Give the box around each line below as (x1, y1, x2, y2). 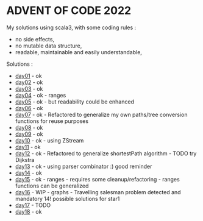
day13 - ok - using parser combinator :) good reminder (15, 163, 152, 170)
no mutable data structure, (15, 42, 82, 49)
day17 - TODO (15, 202, 51, 209)
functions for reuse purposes (15, 117, 89, 125)
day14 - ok (15, 169, 43, 177)
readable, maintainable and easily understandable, (15, 48, 142, 55)
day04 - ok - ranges (15, 91, 66, 99)
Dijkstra (15, 156, 35, 163)
